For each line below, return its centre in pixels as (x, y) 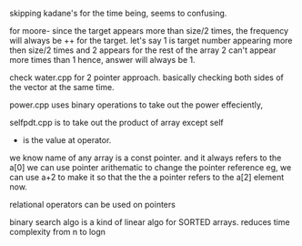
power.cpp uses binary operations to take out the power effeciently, (136, 105)
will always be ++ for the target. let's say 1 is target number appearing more (151, 41)
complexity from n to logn (58, 232)
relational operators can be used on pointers (92, 205)
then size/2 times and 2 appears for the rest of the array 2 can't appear (143, 50)
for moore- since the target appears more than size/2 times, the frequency (149, 31)
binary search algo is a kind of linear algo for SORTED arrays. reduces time (150, 222)
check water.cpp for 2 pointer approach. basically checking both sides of (146, 77)
